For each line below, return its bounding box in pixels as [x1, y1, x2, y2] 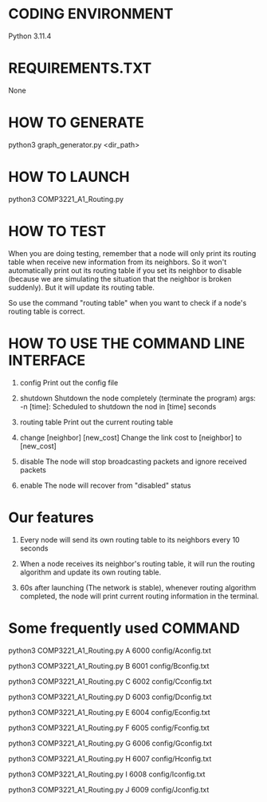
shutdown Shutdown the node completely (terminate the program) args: [19, 393, 257, 403]
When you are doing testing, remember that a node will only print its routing [8, 248, 257, 258]
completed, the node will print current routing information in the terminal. [19, 591, 259, 601]
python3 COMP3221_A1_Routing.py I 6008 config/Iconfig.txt [8, 769, 206, 779]
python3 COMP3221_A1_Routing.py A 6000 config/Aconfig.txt [8, 646, 211, 655]
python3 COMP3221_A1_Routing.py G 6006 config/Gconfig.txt [8, 738, 213, 748]
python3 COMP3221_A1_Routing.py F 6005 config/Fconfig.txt [8, 723, 210, 733]
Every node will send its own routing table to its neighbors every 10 [19, 535, 241, 544]
